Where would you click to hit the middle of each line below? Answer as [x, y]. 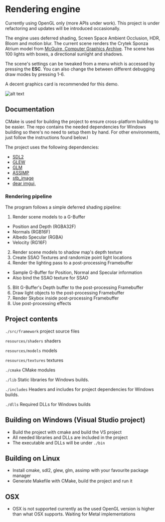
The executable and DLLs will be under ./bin [59, 442]
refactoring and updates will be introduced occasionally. [63, 28]
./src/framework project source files [42, 331]
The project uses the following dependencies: [52, 147]
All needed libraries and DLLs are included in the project [70, 437]
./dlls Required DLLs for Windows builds [48, 404]
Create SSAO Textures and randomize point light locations [72, 257]
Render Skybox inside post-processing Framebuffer [66, 298]
